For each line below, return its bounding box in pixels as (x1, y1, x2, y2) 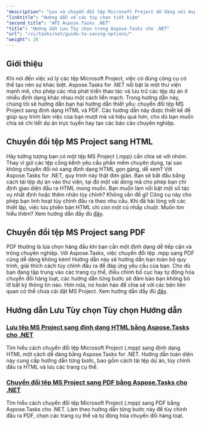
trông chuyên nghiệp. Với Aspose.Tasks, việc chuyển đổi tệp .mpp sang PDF (6, 249, 194, 257)
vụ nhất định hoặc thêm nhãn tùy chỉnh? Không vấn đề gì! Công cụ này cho (6, 191, 192, 198)
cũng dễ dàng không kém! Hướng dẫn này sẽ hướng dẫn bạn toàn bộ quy (6, 256, 187, 263)
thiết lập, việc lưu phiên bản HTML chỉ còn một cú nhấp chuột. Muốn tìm (6, 203, 184, 210)
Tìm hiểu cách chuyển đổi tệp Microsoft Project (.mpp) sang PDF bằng (6, 399, 180, 406)
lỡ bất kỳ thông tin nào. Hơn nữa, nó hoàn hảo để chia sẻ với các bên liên (6, 281, 186, 288)
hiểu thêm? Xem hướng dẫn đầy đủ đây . (6, 210, 104, 217)
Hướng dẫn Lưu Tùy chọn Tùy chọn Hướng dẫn (6, 305, 182, 315)
